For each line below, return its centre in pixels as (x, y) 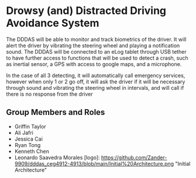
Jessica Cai (28, 139)
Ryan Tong (27, 145)
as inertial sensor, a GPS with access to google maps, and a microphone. (94, 64)
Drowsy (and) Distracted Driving (86, 11)
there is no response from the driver (49, 94)
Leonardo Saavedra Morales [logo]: (57, 157)
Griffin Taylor (30, 126)
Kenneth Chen (32, 151)
